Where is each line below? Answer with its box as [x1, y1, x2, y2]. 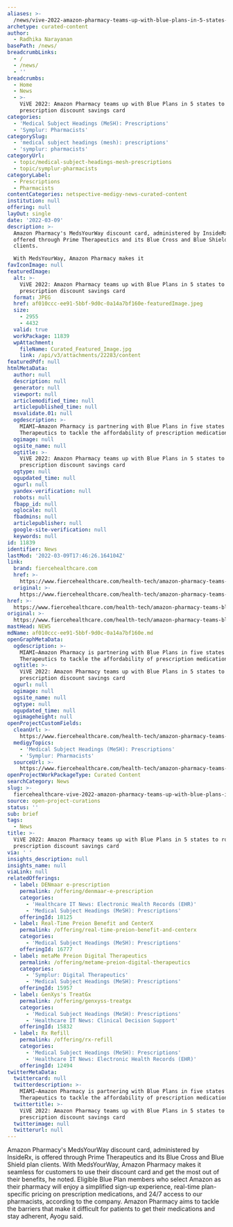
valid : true [13, 326, 49, 333]
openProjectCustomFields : [7, 720, 82, 727]
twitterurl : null [13, 1126, 64, 1134]
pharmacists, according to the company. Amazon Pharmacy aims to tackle [7, 1197, 220, 1205]
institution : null [7, 197, 60, 205]
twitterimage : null [13, 1120, 70, 1127]
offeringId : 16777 [19, 946, 73, 953]
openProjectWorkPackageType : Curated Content [7, 771, 141, 778]
